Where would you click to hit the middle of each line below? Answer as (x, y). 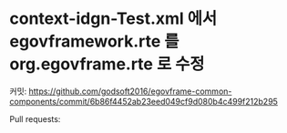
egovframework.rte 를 (94, 41)
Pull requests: (35, 118)
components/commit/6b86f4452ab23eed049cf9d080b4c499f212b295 (143, 101)
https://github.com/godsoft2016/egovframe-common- (130, 91)
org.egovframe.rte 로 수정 (107, 64)
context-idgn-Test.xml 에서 (113, 19)
